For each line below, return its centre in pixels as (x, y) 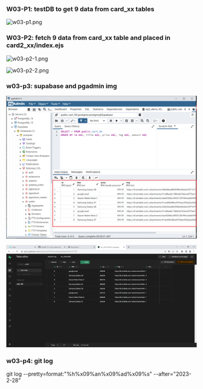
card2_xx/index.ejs (35, 45)
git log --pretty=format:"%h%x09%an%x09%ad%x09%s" (79, 374)
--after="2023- (172, 374)
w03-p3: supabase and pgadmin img (62, 86)
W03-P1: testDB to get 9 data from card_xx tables (80, 9)
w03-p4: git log (30, 361)
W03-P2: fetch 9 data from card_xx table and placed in (89, 38)
